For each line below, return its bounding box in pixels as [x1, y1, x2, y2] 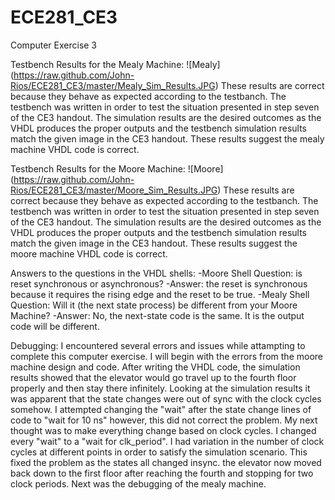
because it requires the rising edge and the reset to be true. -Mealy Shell [10, 288, 310, 300]
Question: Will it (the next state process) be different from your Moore [10, 299, 298, 311]
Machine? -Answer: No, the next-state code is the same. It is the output [10, 309, 305, 321]
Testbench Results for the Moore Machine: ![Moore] [10, 162, 224, 175]
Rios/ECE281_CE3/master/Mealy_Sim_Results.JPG [10, 79, 216, 91]
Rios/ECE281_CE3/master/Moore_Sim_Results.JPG [10, 184, 218, 196]
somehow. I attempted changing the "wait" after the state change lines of [10, 403, 312, 415]
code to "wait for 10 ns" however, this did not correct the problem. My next [10, 414, 318, 426]
